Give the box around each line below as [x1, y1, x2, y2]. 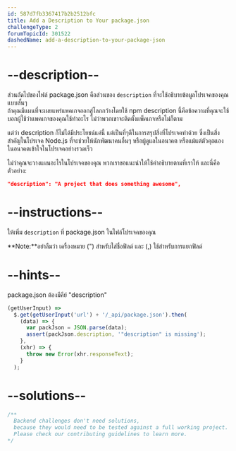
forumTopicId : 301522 [7, 30, 71, 37]
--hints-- [7, 267, 61, 283]
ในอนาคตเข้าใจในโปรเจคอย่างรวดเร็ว [7, 144, 93, 153]
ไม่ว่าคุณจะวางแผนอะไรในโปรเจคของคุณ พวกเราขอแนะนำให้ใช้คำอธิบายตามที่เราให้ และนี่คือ [7, 158, 221, 167]
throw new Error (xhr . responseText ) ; [25, 351, 134, 358]
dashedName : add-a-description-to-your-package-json [7, 37, 166, 44]
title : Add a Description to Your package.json [7, 17, 150, 24]
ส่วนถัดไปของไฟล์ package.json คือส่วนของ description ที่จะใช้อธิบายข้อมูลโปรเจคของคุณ [7, 90, 229, 99]
